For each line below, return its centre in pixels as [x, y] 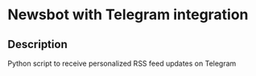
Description [37, 44]
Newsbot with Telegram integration [128, 15]
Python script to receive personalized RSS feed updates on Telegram [122, 63]
